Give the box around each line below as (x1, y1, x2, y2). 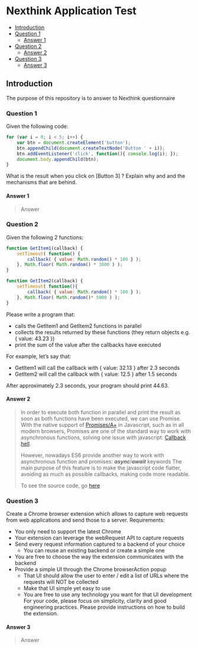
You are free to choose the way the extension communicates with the (14, 553, 184, 561)
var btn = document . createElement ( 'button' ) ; (17, 139, 131, 146)
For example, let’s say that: (6, 353, 72, 360)
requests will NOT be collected (23, 578, 99, 586)
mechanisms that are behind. (6, 179, 77, 186)
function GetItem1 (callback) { (6, 245, 83, 251)
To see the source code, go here (20, 482, 100, 489)
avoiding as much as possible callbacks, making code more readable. (20, 470, 190, 478)
